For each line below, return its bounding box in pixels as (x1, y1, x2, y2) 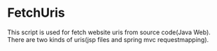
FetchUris (7, 5, 65, 21)
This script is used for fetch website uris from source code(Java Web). (7, 28, 211, 36)
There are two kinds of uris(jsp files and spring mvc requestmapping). (7, 35, 209, 43)
